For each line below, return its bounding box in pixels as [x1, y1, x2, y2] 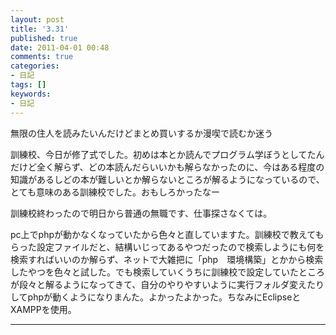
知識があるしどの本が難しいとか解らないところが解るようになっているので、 [10, 173, 325, 185]
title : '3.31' [10, 24, 70, 34]
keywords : [10, 89, 52, 99]
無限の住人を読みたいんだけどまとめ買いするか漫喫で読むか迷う [10, 127, 273, 139]
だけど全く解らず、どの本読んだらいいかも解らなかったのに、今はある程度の [10, 161, 325, 173]
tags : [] [10, 80, 47, 90]
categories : [10, 61, 60, 71]
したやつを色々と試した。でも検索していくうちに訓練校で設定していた [10, 266, 299, 278]
